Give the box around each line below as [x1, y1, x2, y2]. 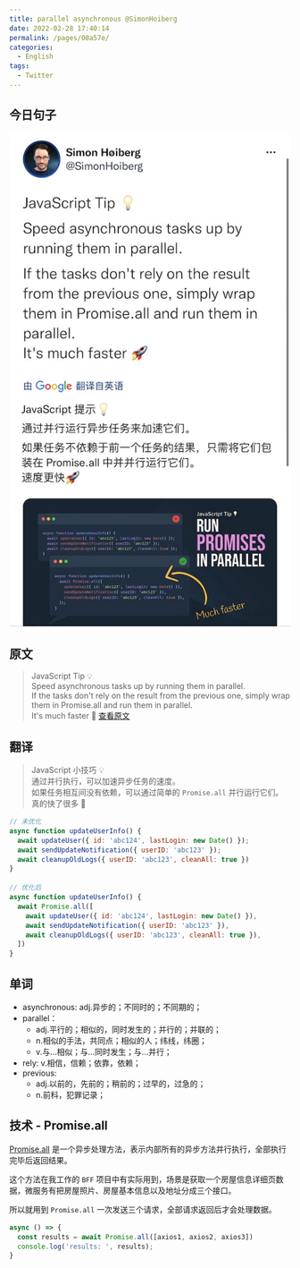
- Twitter [17, 72, 54, 81]
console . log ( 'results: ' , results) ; [17, 1242, 154, 1251]
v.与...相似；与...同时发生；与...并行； [35, 1046, 172, 1057]
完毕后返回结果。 [9, 1154, 72, 1165]
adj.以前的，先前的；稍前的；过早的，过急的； [35, 1078, 206, 1089]
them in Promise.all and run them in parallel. [30, 700, 194, 711]
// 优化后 [9, 883, 42, 892]
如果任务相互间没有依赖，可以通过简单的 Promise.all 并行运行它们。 [30, 787, 284, 798]
